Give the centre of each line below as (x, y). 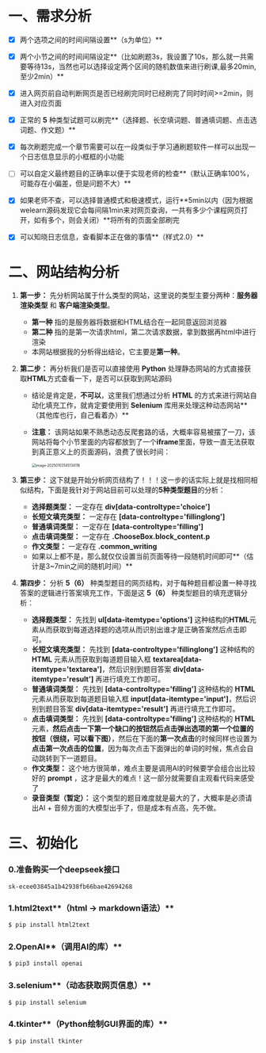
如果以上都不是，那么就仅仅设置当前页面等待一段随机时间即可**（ (139, 556)
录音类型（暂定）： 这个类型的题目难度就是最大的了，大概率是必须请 (142, 798)
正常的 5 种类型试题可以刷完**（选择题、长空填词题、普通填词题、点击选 (138, 120)
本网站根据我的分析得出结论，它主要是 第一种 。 (108, 352)
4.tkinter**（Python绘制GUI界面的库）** (88, 1024)
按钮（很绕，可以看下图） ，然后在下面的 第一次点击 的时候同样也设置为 (144, 738)
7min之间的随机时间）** (93, 567)
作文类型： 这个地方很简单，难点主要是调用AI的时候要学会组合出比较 (143, 769)
